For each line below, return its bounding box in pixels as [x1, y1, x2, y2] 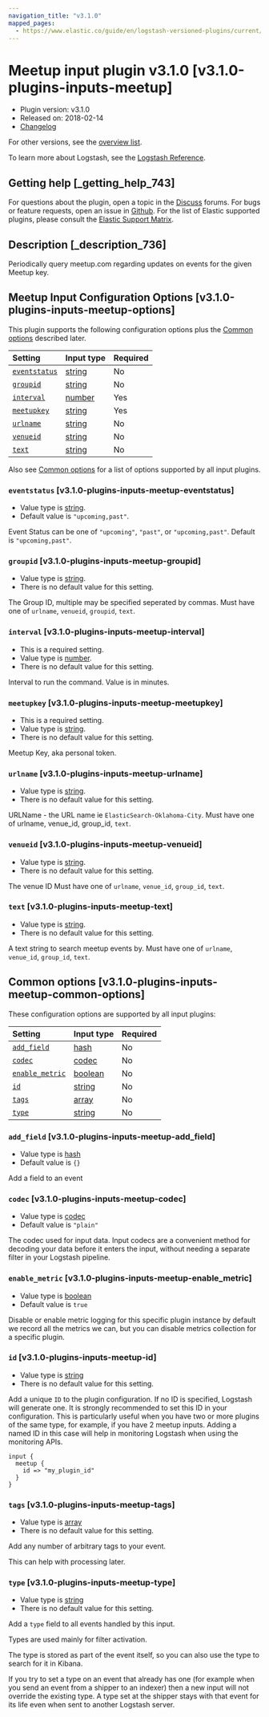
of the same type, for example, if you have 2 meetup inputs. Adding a [8, 1419, 237, 1429]
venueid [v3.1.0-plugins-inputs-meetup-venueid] [8, 839, 203, 850]
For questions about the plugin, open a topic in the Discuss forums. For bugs [8, 197, 261, 207]
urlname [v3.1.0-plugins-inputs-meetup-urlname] [8, 768, 203, 779]
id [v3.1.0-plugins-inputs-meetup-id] [8, 1352, 157, 1363]
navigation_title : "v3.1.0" [8, 11, 102, 20]
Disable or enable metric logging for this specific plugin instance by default [8, 1315, 256, 1325]
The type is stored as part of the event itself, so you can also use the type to [8, 1650, 260, 1660]
